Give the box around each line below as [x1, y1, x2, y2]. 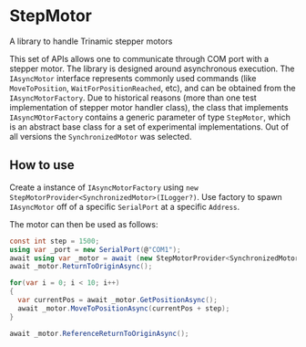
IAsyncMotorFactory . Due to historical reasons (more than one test [9, 92, 257, 103]
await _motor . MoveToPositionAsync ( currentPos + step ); [17, 303, 230, 313]
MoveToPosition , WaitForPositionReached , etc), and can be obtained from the [9, 82, 296, 93]
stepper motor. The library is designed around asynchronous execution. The [9, 63, 295, 74]
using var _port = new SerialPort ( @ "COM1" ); [9, 245, 181, 254]
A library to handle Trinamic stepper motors [9, 36, 173, 47]
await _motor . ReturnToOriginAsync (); [9, 262, 153, 271]
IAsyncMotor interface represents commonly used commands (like [9, 72, 257, 83]
